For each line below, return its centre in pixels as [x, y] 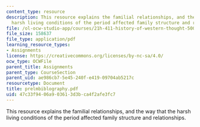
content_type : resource [36, 12]
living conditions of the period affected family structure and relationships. [96, 118]
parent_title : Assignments [40, 67]
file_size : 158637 [29, 34]
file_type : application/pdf [41, 39]
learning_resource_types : [38, 45]
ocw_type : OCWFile [29, 61]
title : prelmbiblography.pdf [42, 89]
